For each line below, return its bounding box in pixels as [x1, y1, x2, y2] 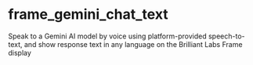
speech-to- [208, 31, 245, 41]
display [8, 48, 31, 57]
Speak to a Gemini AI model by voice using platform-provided [8, 31, 208, 41]
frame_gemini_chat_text [8, 5, 168, 23]
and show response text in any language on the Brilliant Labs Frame [23, 39, 243, 49]
